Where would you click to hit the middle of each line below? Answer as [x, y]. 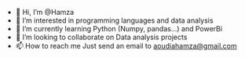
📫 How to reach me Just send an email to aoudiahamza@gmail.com [126, 46]
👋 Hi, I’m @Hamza [45, 12]
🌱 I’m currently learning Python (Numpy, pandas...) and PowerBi [119, 29]
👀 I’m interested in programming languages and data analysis [114, 20]
